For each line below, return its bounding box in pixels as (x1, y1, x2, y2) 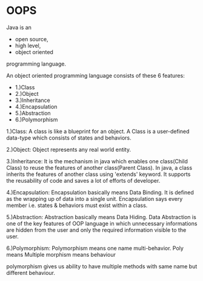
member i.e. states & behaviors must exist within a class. (6, 201, 148, 209)
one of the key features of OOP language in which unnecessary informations (6, 220, 198, 227)
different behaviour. (6, 269, 56, 276)
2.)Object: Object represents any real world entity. (6, 146, 131, 153)
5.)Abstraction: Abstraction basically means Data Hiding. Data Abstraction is (6, 213, 197, 220)
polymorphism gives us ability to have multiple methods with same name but (6, 262, 198, 270)
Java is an (6, 24, 32, 31)
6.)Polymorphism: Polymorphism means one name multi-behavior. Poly (6, 244, 184, 252)
